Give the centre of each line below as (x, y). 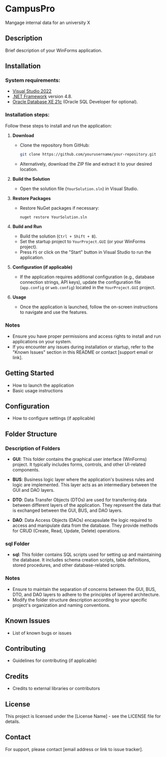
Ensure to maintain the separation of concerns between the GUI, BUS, (84, 589)
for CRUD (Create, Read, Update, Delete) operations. (67, 531)
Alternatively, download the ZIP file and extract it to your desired (86, 164)
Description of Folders (33, 448)
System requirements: (33, 81)
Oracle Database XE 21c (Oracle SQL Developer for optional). (75, 102)
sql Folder (17, 544)
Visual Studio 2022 (32, 91)
